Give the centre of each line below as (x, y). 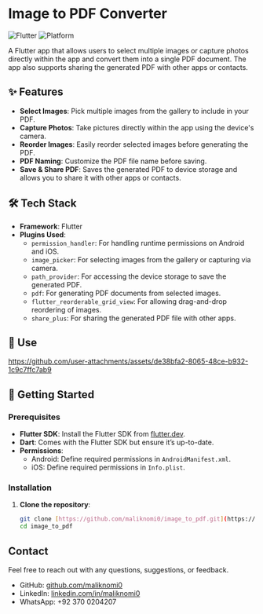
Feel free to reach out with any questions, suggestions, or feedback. (119, 569)
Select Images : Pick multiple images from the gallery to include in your (134, 111)
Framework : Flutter (51, 226)
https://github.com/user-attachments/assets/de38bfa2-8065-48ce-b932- (128, 361)
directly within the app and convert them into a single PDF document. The (127, 59)
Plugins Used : (43, 234)
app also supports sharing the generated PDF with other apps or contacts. (128, 67)
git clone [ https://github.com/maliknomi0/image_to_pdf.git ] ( (123, 519)
